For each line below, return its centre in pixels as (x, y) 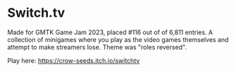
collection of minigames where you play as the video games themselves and (118, 39)
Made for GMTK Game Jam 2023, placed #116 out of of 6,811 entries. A (110, 32)
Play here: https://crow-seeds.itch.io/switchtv (74, 60)
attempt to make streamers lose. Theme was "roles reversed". (97, 47)
